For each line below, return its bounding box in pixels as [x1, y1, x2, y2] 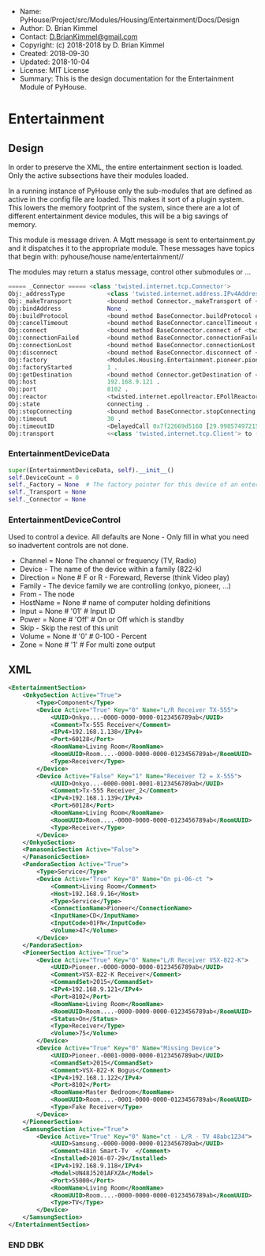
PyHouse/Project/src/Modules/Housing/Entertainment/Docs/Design [19, 15, 241, 25]
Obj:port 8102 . [8, 385, 129, 394]
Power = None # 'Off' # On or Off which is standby [19, 615, 185, 624]
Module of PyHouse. [19, 82, 87, 92]
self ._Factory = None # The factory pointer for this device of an [8, 481, 238, 489]
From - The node [19, 589, 75, 600]
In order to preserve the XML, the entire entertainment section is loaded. [8, 162, 244, 172]
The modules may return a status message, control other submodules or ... [8, 267, 251, 276]
